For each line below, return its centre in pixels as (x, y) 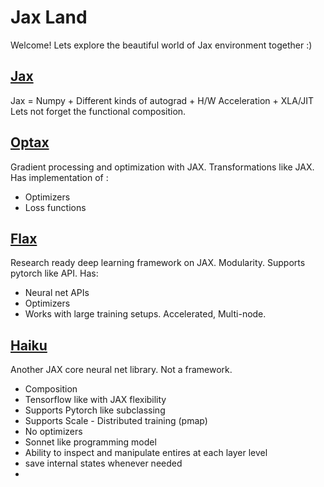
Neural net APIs (57, 293)
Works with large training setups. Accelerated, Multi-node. (145, 314)
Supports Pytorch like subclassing (95, 410)
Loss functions (55, 207)
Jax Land (49, 17)
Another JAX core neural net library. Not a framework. (121, 370)
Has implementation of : (59, 177)
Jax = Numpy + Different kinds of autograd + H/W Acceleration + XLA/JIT (162, 100)
